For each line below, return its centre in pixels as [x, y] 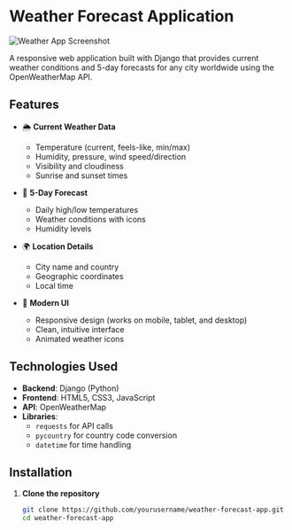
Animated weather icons [80, 339]
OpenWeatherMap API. [51, 76]
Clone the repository [61, 494]
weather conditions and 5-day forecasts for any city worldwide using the [142, 67]
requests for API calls [74, 425]
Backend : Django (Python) [70, 388]
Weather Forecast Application [122, 16]
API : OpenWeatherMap [64, 407]
